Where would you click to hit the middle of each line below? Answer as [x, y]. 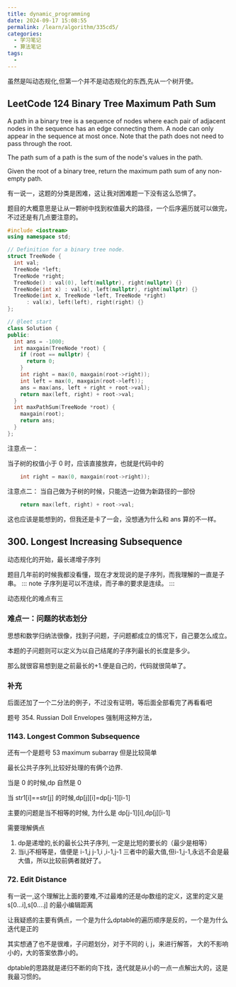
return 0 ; [40, 361]
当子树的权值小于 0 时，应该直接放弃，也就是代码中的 [86, 463]
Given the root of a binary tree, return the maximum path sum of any [107, 171]
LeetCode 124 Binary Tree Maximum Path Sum [112, 104]
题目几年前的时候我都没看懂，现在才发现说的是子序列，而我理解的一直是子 [116, 575]
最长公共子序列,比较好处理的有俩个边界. [65, 768]
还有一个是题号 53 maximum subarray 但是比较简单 [82, 752]
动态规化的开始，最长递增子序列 [54, 560]
